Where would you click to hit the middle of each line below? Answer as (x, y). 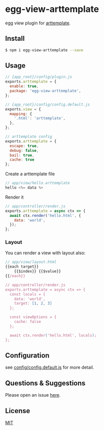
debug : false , (24, 150)
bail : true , (22, 155)
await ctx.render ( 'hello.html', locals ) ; (53, 335)
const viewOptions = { (33, 317)
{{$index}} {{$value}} (38, 271)
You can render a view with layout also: (45, 253)
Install (15, 39)
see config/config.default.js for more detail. (50, 367)
